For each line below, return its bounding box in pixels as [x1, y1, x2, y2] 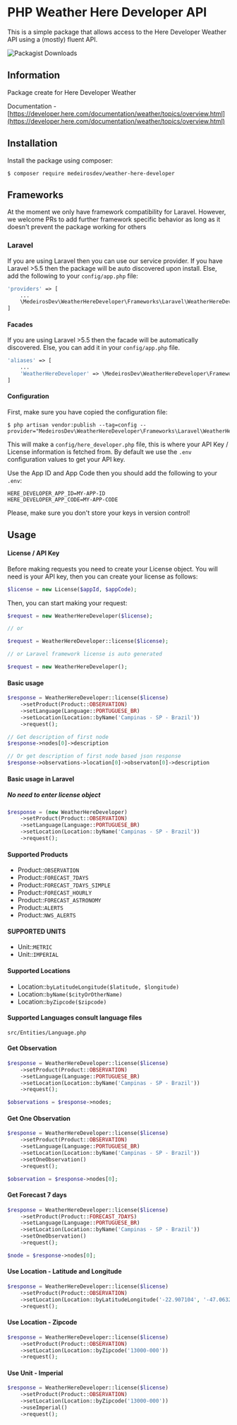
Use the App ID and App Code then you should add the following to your [7, 469, 217, 477]
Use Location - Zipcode [7, 1318, 78, 1327]
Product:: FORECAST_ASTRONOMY [17, 896, 102, 905]
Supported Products [7, 850, 68, 859]
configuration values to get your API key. [7, 455, 126, 464]
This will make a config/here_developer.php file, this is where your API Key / [7, 440, 229, 449]
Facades [7, 320, 33, 329]
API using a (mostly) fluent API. [7, 35, 98, 43]
